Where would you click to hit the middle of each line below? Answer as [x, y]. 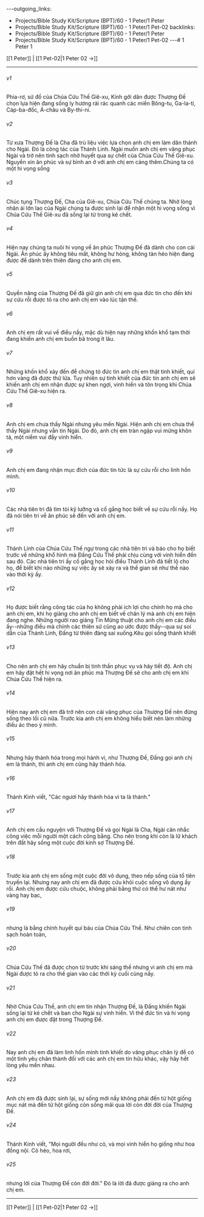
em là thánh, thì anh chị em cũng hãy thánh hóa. [66, 764]
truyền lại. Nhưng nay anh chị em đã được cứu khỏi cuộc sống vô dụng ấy [99, 882]
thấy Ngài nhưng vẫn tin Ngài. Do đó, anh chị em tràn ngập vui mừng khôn [99, 430]
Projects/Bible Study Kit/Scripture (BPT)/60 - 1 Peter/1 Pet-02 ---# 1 [100, 40]
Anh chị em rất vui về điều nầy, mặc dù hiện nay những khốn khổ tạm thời [98, 332]
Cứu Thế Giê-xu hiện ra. [36, 391]
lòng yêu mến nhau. [31, 1065]
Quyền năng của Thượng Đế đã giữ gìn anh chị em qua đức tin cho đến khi [99, 293]
